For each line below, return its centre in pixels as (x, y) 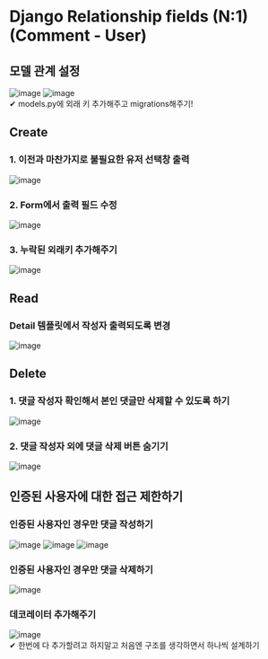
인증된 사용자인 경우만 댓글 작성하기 (82, 524)
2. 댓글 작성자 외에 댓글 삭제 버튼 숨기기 (89, 446)
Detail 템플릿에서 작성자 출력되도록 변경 (90, 325)
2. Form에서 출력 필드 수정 (64, 205)
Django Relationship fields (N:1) (129, 17)
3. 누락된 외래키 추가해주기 (64, 250)
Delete (28, 374)
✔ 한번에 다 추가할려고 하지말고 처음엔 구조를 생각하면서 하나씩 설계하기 (134, 646)
